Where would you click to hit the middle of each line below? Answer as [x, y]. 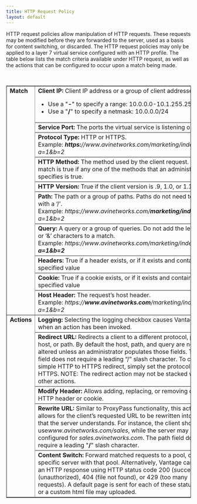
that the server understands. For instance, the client [109, 423]
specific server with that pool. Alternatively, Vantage [110, 462]
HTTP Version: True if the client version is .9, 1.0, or [110, 186]
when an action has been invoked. [85, 327]
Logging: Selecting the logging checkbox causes [105, 320]
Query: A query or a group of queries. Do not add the [111, 228]
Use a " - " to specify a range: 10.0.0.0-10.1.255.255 [122, 104]
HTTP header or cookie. [71, 398]
